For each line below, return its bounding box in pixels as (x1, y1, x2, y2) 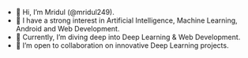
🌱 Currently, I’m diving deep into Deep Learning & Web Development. (15, 32, 241, 42)
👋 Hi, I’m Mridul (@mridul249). (15, 8, 115, 16)
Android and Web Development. (15, 24, 120, 33)
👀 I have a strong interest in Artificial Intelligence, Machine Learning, (15, 16, 239, 25)
